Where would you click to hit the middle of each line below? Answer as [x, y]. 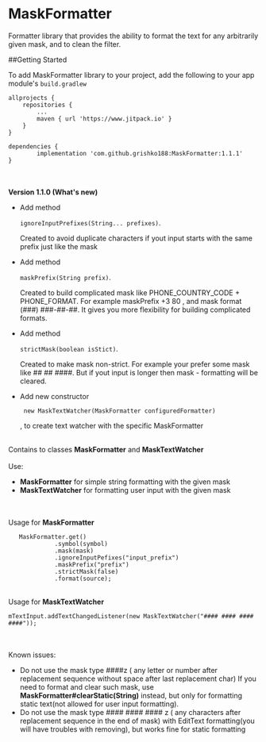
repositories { [48, 105]
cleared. [33, 381]
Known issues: [32, 655]
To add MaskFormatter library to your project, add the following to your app [131, 75]
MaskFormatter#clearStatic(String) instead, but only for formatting [131, 695]
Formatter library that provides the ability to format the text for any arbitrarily [133, 36]
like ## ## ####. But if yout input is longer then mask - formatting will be [139, 372]
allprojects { [32, 98]
